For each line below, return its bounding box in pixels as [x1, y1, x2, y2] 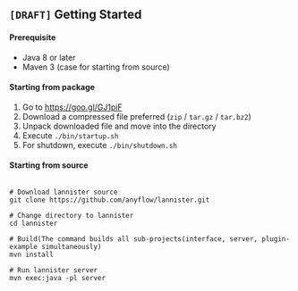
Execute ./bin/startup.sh [21, 129, 119, 141]
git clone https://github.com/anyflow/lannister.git [9, 195, 210, 204]
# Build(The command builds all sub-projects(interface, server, [9, 235, 258, 244]
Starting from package [9, 82, 96, 93]
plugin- [261, 235, 291, 244]
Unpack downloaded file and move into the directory [21, 121, 217, 131]
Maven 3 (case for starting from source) [21, 62, 170, 72]
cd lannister [9, 219, 58, 228]
